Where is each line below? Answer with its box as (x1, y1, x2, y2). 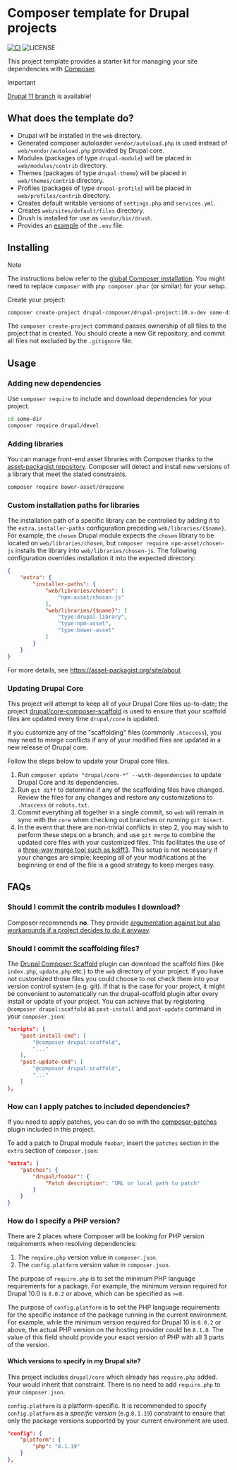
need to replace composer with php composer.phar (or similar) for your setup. (7, 281, 227, 290)
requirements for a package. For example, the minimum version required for (7, 1282, 228, 1291)
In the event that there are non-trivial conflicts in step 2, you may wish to (17, 823, 229, 831)
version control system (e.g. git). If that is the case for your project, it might (7, 982, 226, 990)
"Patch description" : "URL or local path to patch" (44, 1180, 200, 1187)
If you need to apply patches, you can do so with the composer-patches (7, 1118, 217, 1126)
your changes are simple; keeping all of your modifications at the (17, 853, 207, 861)
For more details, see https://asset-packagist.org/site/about (7, 665, 181, 674)
